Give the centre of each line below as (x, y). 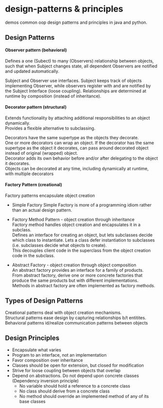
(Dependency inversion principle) (45, 381)
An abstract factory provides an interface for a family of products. (78, 270)
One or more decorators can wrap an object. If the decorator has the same (80, 143)
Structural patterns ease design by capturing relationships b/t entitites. (76, 318)
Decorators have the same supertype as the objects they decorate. (72, 137)
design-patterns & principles (64, 9)
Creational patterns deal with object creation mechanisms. (63, 312)
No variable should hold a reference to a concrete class (75, 386)
